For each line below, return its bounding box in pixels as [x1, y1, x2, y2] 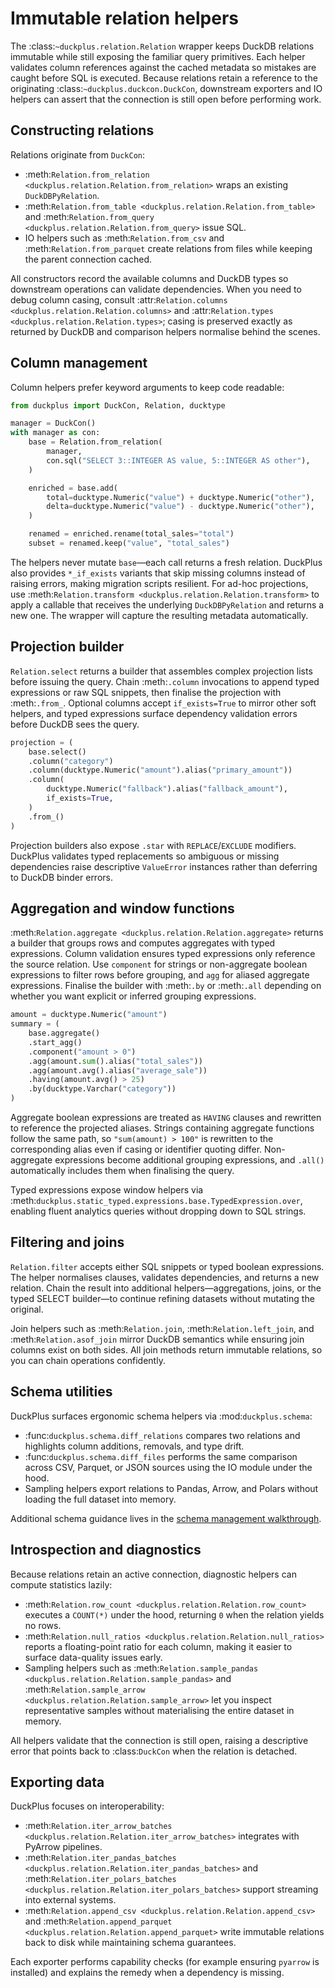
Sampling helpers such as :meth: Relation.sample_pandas [24, 1662, 259, 1674]
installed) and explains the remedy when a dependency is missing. [10, 1967, 285, 1979]
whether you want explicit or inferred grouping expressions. [10, 990, 257, 1002]
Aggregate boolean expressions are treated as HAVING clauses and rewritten [10, 1112, 322, 1124]
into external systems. [24, 1894, 117, 1906]
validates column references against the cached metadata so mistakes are [10, 61, 317, 73]
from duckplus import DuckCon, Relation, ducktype [10, 400, 226, 411]
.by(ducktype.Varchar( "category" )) [28, 1084, 177, 1094]
